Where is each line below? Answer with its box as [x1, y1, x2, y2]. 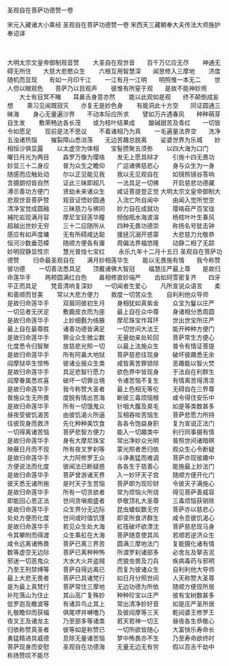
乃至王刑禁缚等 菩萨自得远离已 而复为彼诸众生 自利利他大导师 [7, 566, 215, 573]
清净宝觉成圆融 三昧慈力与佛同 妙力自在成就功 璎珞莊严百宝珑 [7, 205, 215, 212]
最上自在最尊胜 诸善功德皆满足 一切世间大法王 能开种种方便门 [7, 325, 215, 333]
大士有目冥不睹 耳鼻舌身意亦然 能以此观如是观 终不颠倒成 [19, 93, 213, 101]
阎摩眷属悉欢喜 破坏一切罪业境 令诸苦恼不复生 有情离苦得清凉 [7, 377, 215, 384]
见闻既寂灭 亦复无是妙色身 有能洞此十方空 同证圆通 [38, 102, 215, 109]
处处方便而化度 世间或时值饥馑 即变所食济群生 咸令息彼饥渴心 [7, 514, 215, 522]
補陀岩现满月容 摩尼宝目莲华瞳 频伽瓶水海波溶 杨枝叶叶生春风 [7, 213, 215, 221]
